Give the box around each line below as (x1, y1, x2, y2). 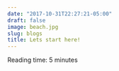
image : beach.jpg (7, 23, 59, 30)
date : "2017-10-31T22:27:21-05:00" (7, 10, 113, 18)
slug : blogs (7, 30, 42, 37)
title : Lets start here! (7, 37, 81, 44)
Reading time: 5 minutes (7, 56, 78, 64)
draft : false (7, 17, 46, 24)
